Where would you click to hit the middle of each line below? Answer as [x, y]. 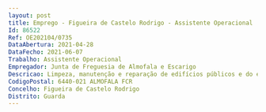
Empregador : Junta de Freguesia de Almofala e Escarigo [102, 67]
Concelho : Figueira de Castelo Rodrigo [74, 89]
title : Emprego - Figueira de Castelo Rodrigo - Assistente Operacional [131, 23]
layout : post [30, 15]
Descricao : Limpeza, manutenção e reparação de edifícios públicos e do [131, 74]
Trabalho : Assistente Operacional [65, 60]
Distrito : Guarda [37, 96]
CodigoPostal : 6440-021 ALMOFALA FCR [70, 81]
